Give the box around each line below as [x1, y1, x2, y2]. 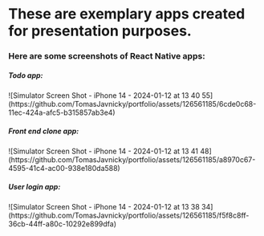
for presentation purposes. [8, 22, 193, 40]
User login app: [8, 181, 61, 191]
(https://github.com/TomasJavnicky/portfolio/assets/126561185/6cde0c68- [8, 100, 257, 109]
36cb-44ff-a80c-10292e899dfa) [8, 219, 117, 229]
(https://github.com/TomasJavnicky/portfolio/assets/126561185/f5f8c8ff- [8, 210, 250, 221]
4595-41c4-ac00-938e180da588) [8, 164, 120, 173]
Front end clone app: [8, 126, 79, 136]
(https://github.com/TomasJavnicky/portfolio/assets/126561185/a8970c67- [8, 155, 256, 165]
